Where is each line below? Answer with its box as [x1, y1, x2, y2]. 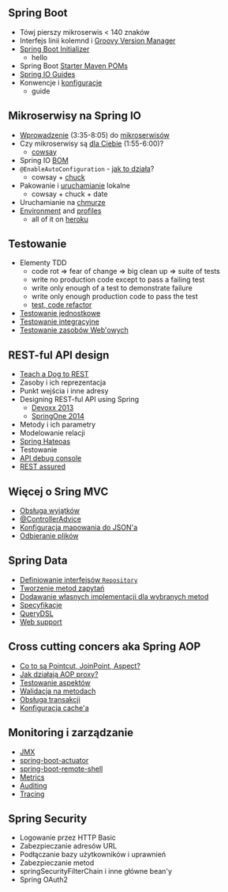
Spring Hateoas [19, 437, 71, 446]
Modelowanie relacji [19, 428, 85, 438]
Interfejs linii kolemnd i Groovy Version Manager [19, 36, 176, 45]
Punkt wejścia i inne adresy [19, 386, 109, 396]
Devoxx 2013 [31, 403, 74, 412]
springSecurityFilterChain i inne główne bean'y [19, 867, 172, 876]
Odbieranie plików [19, 531, 79, 541]
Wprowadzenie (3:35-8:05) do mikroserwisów [19, 130, 170, 139]
